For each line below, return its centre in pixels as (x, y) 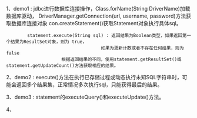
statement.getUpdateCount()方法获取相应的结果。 (62, 66)
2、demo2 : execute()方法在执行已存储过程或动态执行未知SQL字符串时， (94, 77)
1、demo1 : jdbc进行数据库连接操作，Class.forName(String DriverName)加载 (98, 9)
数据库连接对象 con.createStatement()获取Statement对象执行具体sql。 (96, 23)
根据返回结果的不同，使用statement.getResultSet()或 (121, 59)
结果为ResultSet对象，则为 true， (49, 42)
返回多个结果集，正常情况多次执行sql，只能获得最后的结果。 (89, 85)
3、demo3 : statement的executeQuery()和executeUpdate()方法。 (85, 97)
